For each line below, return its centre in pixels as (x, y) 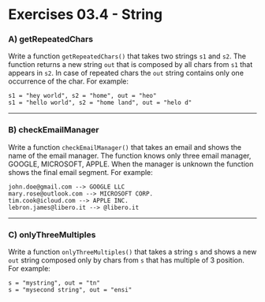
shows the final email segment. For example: (81, 172)
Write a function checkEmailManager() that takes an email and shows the (125, 147)
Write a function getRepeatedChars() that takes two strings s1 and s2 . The (127, 56)
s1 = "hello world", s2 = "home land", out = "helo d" (100, 103)
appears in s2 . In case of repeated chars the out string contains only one (126, 73)
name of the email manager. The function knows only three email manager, (130, 155)
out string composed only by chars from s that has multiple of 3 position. (126, 260)
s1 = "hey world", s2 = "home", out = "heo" (82, 96)
